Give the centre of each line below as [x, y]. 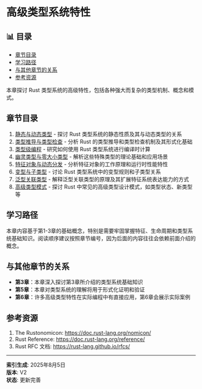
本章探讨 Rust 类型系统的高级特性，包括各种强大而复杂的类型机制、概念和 [98, 90]
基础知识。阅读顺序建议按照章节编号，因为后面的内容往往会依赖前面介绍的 [103, 238]
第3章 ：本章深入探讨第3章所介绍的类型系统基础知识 [79, 282]
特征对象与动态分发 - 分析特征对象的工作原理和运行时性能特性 [91, 164]
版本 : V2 [17, 372]
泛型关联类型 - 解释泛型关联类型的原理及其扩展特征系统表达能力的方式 [102, 179]
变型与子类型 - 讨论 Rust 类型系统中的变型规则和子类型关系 [88, 172]
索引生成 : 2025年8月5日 [36, 365]
